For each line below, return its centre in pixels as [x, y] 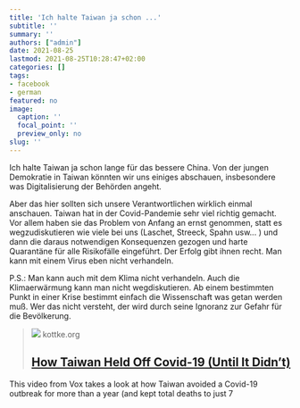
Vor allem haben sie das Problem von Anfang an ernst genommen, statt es [146, 222]
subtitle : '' [33, 26]
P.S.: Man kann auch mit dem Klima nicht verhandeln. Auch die [125, 278]
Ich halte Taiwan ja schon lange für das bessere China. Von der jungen [139, 167]
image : [21, 109]
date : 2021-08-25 [42, 51]
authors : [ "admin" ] [46, 42]
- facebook [29, 84]
